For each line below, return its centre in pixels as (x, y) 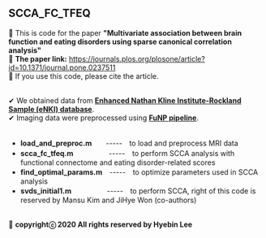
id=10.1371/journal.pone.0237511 (62, 67)
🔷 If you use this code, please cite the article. (84, 76)
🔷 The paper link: (38, 58)
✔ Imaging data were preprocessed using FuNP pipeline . (103, 118)
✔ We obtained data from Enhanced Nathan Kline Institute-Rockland (125, 100)
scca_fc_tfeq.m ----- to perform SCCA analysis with (127, 153)
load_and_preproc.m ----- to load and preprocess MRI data (129, 143)
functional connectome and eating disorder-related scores (118, 162)
